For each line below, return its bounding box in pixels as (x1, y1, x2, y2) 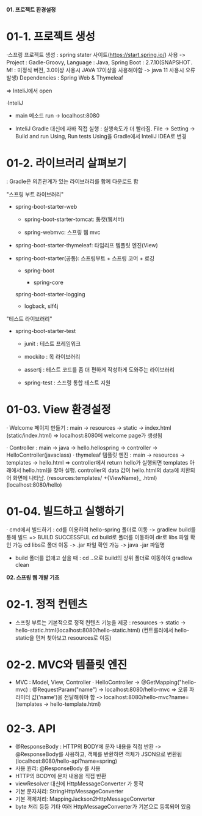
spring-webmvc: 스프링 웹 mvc (24, 228, 101, 236)
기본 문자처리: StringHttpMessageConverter (15, 787, 124, 795)
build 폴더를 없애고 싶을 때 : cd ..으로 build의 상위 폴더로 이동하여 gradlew (15, 554, 193, 561)
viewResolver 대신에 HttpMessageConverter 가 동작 (15, 780, 144, 787)
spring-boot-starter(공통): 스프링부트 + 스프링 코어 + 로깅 (15, 254, 154, 262)
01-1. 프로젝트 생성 (6, 30, 96, 43)
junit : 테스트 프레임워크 (24, 340, 81, 347)
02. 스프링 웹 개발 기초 (6, 574, 60, 581)
